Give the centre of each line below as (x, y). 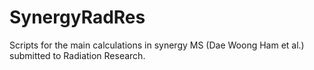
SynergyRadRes (77, 17)
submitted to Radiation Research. (77, 55)
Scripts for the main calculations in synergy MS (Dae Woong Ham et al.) (157, 45)
